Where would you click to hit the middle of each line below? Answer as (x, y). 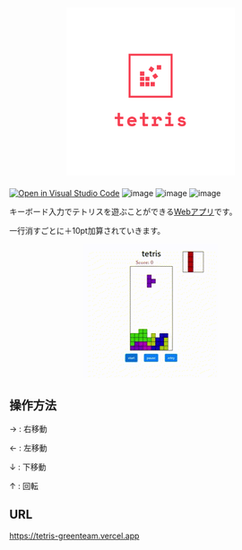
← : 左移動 (28, 448)
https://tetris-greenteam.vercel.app (74, 536)
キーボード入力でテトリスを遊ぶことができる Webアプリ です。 (123, 211)
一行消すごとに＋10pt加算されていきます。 (87, 230)
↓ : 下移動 (28, 467)
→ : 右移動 (28, 428)
